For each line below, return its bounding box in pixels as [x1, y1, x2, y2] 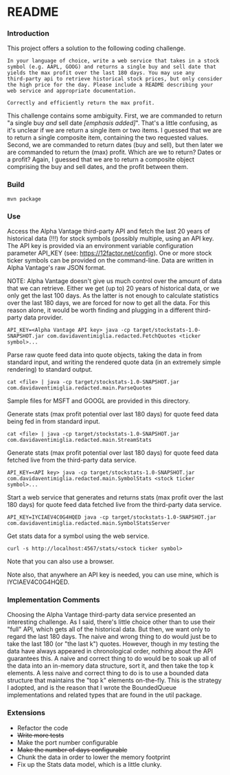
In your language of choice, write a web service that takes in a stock [7, 58, 220, 65]
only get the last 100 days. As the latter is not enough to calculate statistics [7, 291, 219, 300]
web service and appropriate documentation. [7, 87, 137, 95]
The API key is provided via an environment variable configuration [7, 242, 194, 250]
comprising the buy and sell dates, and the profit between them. [7, 163, 189, 171]
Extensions [7, 708, 46, 718]
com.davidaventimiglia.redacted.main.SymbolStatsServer [7, 520, 170, 527]
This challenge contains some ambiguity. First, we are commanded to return [7, 111, 222, 120]
